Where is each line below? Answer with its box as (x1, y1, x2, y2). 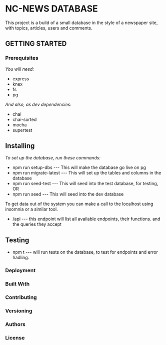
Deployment (5, 267, 36, 274)
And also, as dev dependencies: (5, 101, 71, 107)
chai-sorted (12, 116, 37, 122)
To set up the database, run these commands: (5, 155, 101, 161)
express (12, 76, 29, 82)
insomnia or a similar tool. (5, 206, 58, 212)
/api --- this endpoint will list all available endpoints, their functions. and (12, 216, 160, 222)
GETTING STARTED (5, 40, 67, 48)
